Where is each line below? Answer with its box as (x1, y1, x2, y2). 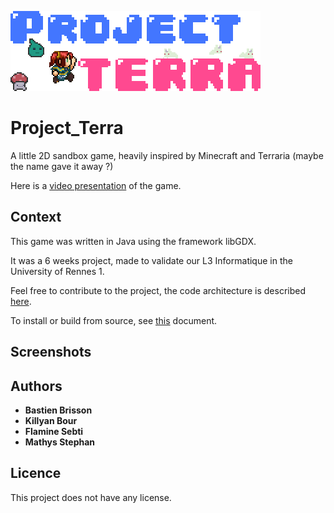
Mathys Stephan (24, 436, 96, 448)
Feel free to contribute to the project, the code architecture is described (10, 284, 307, 296)
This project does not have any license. (10, 491, 172, 503)
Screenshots (10, 344, 92, 361)
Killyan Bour (24, 414, 78, 426)
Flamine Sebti (24, 425, 84, 437)
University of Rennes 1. (10, 265, 105, 277)
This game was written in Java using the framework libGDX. (10, 235, 257, 247)
